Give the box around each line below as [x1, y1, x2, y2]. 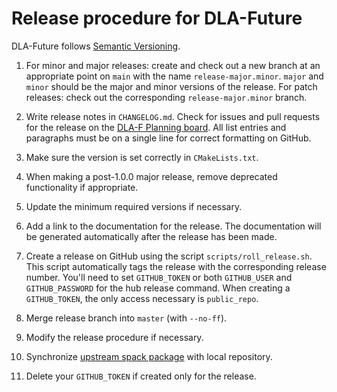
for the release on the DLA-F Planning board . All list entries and [25, 121, 287, 133]
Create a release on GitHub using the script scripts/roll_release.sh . [25, 250, 313, 262]
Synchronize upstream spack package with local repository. [25, 350, 273, 362]
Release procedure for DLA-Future [11, 7, 303, 30]
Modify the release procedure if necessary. [25, 331, 204, 343]
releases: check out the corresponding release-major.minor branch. [25, 91, 308, 103]
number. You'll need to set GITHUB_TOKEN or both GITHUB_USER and [25, 271, 293, 283]
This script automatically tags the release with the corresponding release [25, 260, 327, 272]
